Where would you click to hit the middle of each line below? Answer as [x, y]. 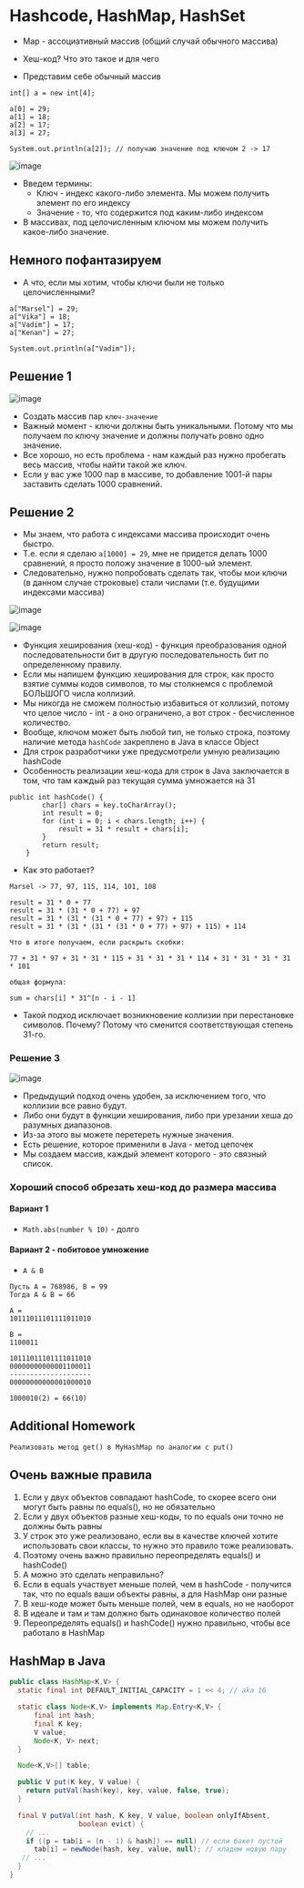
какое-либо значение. [66, 231]
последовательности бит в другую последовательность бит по [146, 655]
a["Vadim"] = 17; [42, 324]
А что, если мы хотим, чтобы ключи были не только [123, 282]
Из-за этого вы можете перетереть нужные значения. [128, 1134]
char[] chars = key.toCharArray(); [110, 806]
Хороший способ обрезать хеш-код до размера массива [143, 1187]
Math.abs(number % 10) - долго [81, 1229]
